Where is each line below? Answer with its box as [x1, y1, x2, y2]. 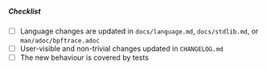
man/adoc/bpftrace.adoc [19, 37, 101, 45]
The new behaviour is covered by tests [19, 52, 149, 63]
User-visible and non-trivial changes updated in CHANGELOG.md [19, 44, 224, 53]
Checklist [8, 6, 42, 16]
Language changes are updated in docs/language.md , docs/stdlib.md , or [19, 26, 259, 36]
